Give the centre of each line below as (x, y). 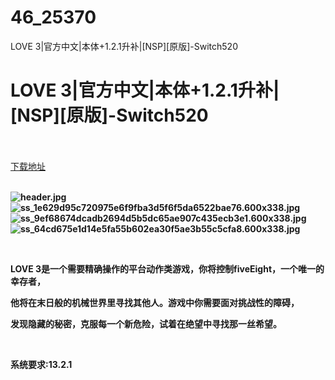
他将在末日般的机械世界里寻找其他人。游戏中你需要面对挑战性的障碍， (155, 302)
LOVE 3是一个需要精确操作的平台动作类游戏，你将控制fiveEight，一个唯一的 (167, 268)
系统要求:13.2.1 (41, 364)
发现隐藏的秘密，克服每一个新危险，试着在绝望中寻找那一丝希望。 (146, 323)
